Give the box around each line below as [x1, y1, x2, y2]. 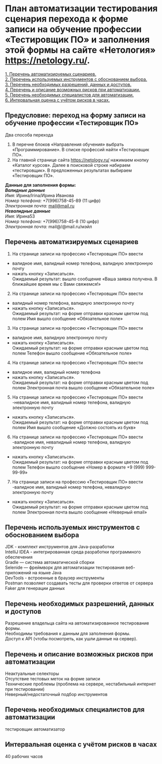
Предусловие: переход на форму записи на [5, 111, 146, 120]
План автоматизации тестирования [5, 3, 158, 14]
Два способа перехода [5, 132, 54, 137]
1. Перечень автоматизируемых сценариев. [5, 71, 97, 77]
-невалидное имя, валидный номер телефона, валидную [12, 399, 131, 405]
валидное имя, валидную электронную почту [12, 335, 107, 340]
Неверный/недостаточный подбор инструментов [5, 692, 108, 697]
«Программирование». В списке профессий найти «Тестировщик [12, 146, 150, 152]
